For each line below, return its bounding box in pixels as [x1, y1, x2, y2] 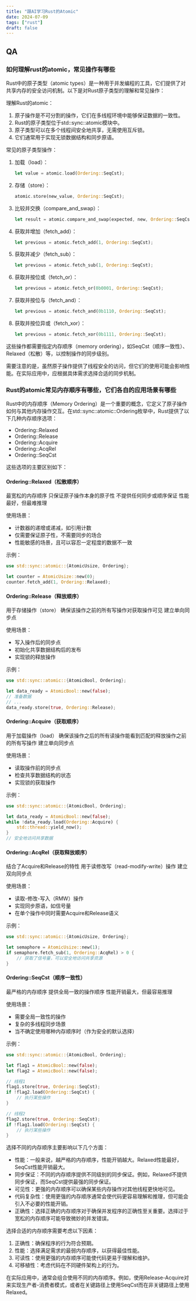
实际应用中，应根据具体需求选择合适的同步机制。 [21, 369, 139, 376]
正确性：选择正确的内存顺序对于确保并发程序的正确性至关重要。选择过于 [14, 1207, 188, 1215]
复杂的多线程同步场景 [14, 1020, 66, 1028]
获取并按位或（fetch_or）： [14, 273, 78, 281]
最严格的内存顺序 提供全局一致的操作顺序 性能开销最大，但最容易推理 [6, 988, 173, 995]
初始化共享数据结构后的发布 [14, 646, 82, 653]
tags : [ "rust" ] [6, 19, 43, 25]
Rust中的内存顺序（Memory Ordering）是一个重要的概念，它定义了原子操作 [6, 400, 188, 408]
